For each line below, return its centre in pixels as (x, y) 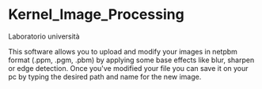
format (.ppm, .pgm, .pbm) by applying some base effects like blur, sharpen (131, 60)
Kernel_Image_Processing (96, 15)
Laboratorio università (44, 36)
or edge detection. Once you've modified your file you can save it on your (128, 68)
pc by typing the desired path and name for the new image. (105, 76)
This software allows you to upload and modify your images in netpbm (123, 51)
